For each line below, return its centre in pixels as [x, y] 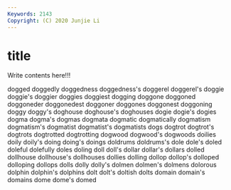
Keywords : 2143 [30, 14]
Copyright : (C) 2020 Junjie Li [54, 21]
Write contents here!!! [39, 75]
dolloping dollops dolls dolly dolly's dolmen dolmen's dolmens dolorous [112, 165]
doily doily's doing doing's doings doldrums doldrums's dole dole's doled [115, 142]
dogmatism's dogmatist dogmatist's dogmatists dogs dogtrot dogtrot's [111, 127]
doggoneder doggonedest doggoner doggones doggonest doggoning [110, 105]
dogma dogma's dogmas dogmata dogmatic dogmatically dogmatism [109, 120]
